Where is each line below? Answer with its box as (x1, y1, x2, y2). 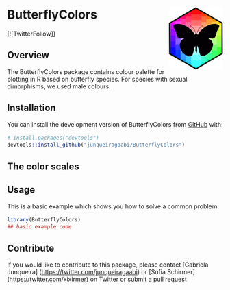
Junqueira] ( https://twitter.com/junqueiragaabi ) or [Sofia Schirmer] (7, 268, 195, 276)
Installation (7, 102, 56, 114)
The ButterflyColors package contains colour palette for (7, 67, 165, 75)
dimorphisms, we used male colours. (7, 82, 111, 90)
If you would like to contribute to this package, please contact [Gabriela (7, 261, 209, 269)
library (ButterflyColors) (7, 216, 81, 223)
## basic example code (7, 223, 72, 230)
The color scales (7, 160, 80, 172)
